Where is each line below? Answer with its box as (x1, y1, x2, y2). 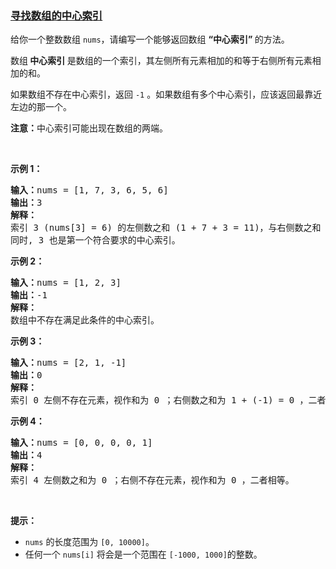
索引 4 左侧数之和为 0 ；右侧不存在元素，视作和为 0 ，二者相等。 (10, 475, 295, 486)
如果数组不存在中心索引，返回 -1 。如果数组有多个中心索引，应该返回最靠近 (10, 88, 323, 101)
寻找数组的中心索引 (10, 8, 103, 22)
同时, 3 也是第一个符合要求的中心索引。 (10, 235, 181, 246)
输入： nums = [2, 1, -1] (10, 357, 127, 369)
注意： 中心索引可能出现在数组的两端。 (10, 122, 168, 134)
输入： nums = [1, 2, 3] (10, 277, 122, 289)
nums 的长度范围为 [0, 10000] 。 (24, 536, 155, 548)
